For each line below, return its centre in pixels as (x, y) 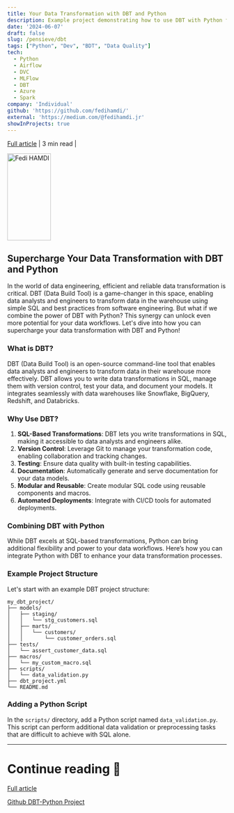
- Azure (25, 91)
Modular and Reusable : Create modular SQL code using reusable (111, 485)
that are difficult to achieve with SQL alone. (69, 734)
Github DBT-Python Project (46, 802)
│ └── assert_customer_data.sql (57, 650)
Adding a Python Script (47, 704)
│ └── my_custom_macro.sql (49, 663)
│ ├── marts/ (29, 626)
